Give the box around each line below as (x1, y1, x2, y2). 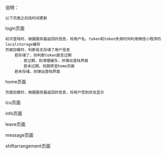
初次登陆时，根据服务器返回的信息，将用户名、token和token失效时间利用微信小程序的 (5, 36, 161, 41)
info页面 (5, 111, 22, 116)
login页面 (5, 25, 25, 31)
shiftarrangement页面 (5, 143, 51, 149)
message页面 (5, 132, 34, 138)
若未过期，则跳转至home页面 (23, 63, 75, 69)
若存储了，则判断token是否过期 (14, 53, 72, 58)
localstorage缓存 (5, 42, 41, 47)
